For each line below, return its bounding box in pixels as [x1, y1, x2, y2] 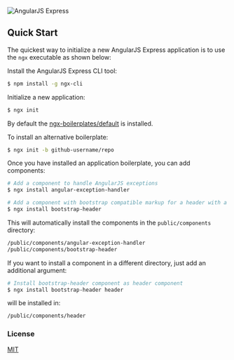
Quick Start [7, 27, 58, 39]
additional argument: [7, 266, 67, 274]
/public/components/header [7, 312, 86, 319]
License [7, 329, 35, 339]
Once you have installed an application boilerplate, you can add [7, 159, 191, 168]
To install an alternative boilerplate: [7, 133, 109, 141]
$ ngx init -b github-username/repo [7, 146, 114, 154]
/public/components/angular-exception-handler [7, 239, 146, 246]
